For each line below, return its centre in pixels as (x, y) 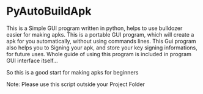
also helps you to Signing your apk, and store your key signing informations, (102, 48)
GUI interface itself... (32, 60)
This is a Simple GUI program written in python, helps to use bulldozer (94, 28)
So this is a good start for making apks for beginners (72, 72)
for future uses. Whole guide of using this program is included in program (99, 54)
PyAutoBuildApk (49, 11)
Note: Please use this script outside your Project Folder (76, 84)
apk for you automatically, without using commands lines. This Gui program (102, 41)
